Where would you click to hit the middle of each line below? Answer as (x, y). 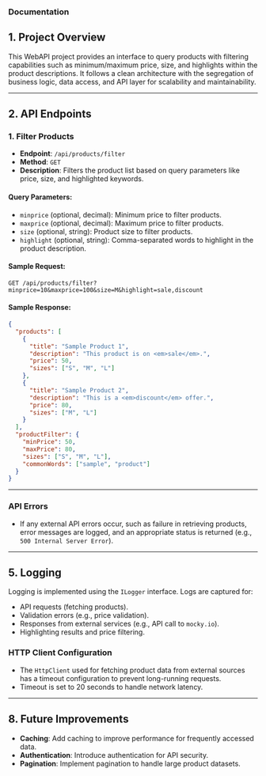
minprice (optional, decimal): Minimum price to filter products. (120, 214)
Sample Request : (37, 267)
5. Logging (35, 572)
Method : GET (40, 162)
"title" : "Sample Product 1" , (79, 346)
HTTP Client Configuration (60, 653)
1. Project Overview (57, 38)
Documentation (39, 12)
